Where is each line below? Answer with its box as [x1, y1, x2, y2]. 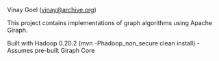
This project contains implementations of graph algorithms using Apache [7, 19, 213, 26]
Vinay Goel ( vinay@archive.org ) [7, 6, 97, 14]
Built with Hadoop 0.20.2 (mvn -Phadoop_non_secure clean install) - [7, 39, 201, 47]
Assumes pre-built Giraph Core [7, 47, 95, 54]
